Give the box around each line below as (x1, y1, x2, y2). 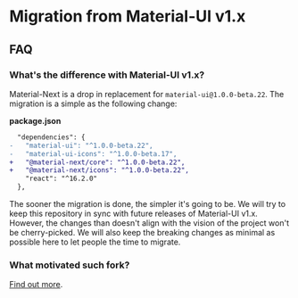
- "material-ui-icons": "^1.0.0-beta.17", (9, 149, 178, 158)
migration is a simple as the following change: (9, 98, 178, 109)
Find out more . (9, 279, 63, 290)
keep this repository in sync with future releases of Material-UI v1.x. (9, 208, 259, 219)
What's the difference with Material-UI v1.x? (9, 69, 205, 81)
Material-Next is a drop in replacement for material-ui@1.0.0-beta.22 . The (9, 88, 285, 99)
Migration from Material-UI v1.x (9, 6, 246, 27)
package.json (9, 115, 62, 126)
